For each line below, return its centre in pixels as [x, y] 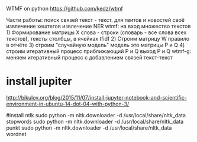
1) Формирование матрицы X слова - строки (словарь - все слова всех [96, 32]
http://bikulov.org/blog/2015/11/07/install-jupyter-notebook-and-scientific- [97, 97]
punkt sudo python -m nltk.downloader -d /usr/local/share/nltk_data [89, 128]
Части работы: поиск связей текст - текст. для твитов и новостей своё [96, 20]
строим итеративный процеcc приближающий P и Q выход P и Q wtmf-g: [99, 51]
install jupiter [39, 81]
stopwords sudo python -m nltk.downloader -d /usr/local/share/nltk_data [95, 121]
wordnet [16, 134]
